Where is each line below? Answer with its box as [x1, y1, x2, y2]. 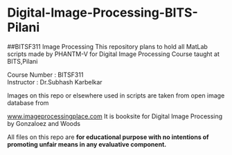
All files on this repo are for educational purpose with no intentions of [7, 133, 209, 141]
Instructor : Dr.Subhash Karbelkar [7, 77, 102, 86]
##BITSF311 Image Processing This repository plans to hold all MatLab [7, 42, 208, 51]
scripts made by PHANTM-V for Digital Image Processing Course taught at [7, 50, 220, 58]
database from [7, 98, 49, 107]
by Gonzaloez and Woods [7, 119, 81, 127]
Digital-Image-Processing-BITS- [7, 5, 199, 21]
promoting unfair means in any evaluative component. [7, 140, 167, 148]
